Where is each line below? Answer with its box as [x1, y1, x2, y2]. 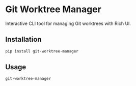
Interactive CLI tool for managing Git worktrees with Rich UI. [5, 20, 131, 26]
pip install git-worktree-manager [5, 48, 79, 54]
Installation [5, 35, 42, 44]
